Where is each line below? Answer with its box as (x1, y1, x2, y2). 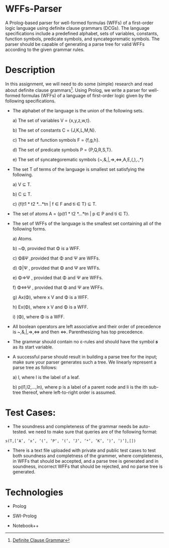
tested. (12, 429, 28, 435)
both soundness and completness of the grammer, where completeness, (12, 453, 163, 459)
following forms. (12, 225, 46, 232)
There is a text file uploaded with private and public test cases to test (12, 447, 156, 454)
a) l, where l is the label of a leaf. (12, 374, 80, 380)
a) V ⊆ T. (12, 181, 32, 187)
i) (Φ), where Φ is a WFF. (12, 314, 65, 320)
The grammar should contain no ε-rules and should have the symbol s (12, 338, 158, 344)
